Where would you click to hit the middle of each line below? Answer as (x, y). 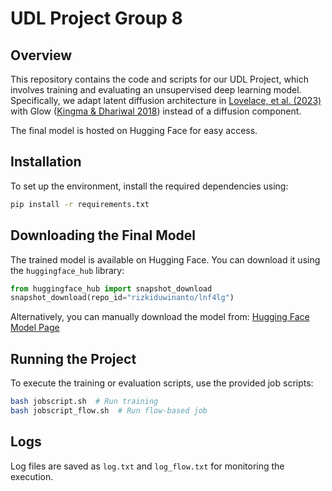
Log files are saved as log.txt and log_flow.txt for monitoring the (147, 466)
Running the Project (73, 358)
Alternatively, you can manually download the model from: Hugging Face (160, 317)
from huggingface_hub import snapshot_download (111, 288)
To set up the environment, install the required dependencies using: (149, 186)
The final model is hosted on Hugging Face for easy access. (134, 130)
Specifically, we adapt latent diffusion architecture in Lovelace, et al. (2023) (166, 100)
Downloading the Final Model (103, 235)
